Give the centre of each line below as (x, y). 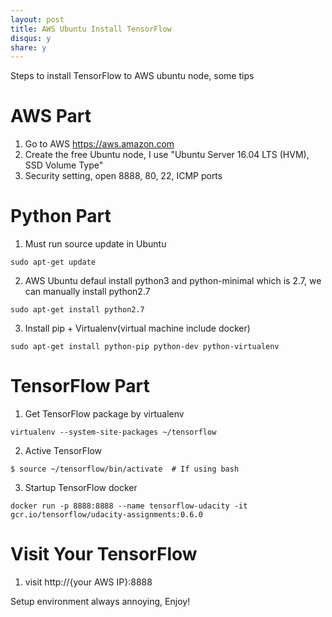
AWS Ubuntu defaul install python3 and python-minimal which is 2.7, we (173, 281)
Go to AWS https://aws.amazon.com (99, 144)
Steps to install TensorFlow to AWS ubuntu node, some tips (132, 76)
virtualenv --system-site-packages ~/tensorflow (113, 432)
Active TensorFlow (63, 451)
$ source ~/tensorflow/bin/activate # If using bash (125, 469)
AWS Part (51, 116)
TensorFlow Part (80, 386)
